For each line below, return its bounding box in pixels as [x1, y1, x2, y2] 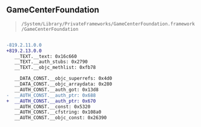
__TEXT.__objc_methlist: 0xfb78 [14, 65, 96, 71]
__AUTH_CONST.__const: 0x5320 [14, 103, 91, 109]
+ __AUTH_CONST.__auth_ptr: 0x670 [6, 98, 96, 104]
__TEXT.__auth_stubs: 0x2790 [14, 59, 88, 65]
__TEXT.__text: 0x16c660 [14, 53, 77, 59]
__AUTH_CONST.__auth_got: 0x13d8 [14, 86, 99, 93]
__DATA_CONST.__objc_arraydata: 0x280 [14, 81, 113, 87]
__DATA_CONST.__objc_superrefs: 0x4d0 [14, 76, 113, 82]
